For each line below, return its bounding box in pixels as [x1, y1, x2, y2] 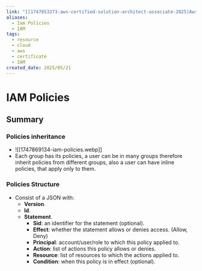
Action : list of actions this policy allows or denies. [32, 245, 156, 252]
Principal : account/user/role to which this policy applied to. [32, 239, 180, 246]
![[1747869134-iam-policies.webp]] [14, 146, 102, 153]
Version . [23, 200, 46, 207]
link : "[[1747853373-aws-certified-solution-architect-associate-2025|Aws [6, 8, 198, 15]
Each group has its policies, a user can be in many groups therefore [14, 153, 183, 160]
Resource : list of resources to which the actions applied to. [32, 251, 180, 258]
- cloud [11, 43, 31, 49]
